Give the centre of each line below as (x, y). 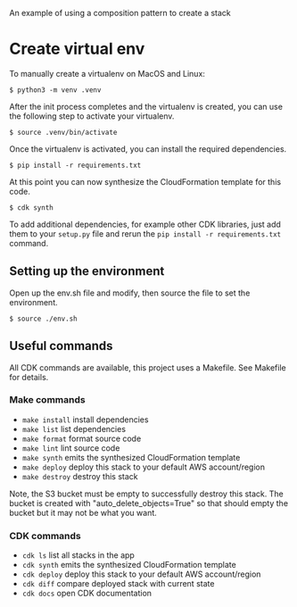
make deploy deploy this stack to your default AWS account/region (144, 467)
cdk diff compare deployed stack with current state (118, 584)
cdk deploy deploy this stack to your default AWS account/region (141, 574)
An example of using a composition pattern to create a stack (120, 13)
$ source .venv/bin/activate (63, 132)
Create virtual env (77, 49)
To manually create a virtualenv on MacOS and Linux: (107, 73)
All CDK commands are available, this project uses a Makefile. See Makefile (148, 367)
